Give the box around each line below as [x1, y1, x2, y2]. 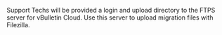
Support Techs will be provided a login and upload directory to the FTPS [6, 6, 216, 14]
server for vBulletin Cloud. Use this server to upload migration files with [6, 13, 214, 22]
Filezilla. [6, 21, 30, 29]
